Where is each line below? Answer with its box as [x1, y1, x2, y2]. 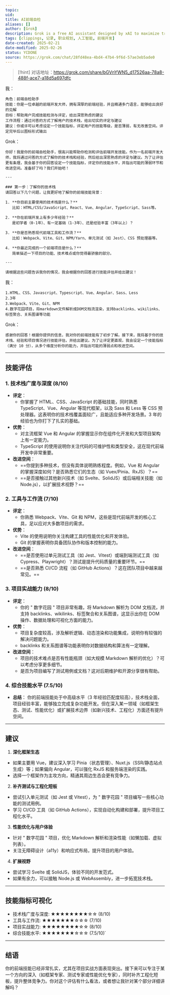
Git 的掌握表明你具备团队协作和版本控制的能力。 [20, 539, 120, 546]
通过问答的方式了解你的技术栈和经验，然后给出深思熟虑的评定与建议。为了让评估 [20, 155, 163, 160]
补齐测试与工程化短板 [12, 783, 57, 789]
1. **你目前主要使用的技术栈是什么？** [5, 200, 78, 205]
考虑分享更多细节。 [24, 661, 65, 668]
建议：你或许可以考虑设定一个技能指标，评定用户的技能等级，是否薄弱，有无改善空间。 [5, 124, 160, 129]
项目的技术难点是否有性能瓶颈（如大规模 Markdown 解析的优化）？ [20, 655, 160, 661]
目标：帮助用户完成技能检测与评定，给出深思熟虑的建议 [5, 113, 104, 118]
